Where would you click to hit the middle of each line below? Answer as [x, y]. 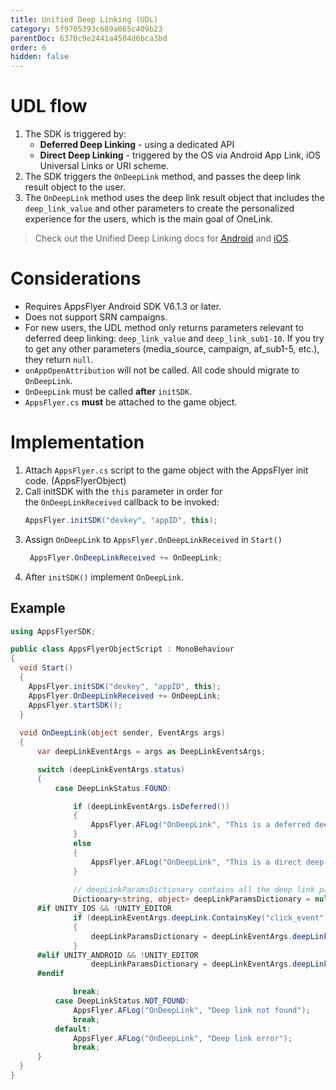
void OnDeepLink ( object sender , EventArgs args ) [122, 733]
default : [73, 1029]
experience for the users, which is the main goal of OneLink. [149, 219]
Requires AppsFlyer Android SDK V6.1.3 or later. [123, 306]
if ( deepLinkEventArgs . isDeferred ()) [151, 806]
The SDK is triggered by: [75, 134]
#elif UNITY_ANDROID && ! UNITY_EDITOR [117, 955]
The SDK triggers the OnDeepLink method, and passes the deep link [163, 177]
